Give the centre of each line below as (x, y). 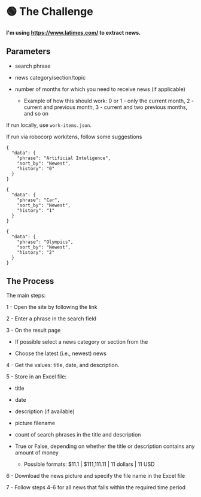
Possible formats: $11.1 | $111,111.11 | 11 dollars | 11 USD (89, 464)
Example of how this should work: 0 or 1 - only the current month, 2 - (109, 101)
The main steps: (26, 296)
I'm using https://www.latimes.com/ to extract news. (74, 32)
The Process (30, 281)
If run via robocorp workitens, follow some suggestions (74, 137)
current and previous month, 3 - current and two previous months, (106, 107)
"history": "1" (36, 210)
